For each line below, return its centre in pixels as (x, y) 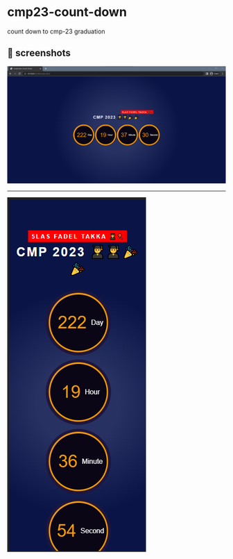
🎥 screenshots (39, 53)
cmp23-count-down (67, 12)
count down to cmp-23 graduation (56, 31)
